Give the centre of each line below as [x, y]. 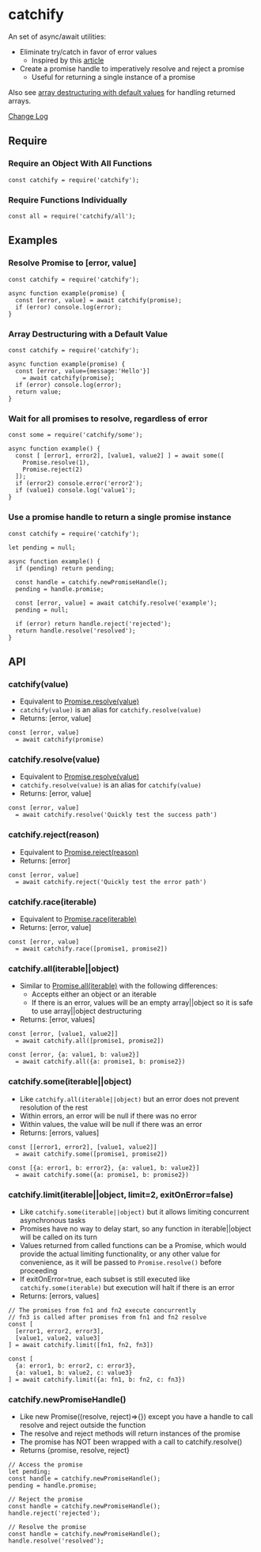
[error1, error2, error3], [60, 1331]
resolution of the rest [54, 1107]
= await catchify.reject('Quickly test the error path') [111, 882]
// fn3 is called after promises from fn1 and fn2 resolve [108, 1317]
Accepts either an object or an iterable [94, 994]
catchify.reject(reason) [54, 835]
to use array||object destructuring [87, 1011]
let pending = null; [42, 548]
